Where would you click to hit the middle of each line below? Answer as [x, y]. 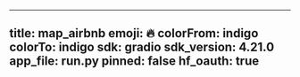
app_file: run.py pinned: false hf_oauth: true [134, 62]
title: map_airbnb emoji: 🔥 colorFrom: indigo [134, 33]
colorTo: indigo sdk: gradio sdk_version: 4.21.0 [142, 47]
